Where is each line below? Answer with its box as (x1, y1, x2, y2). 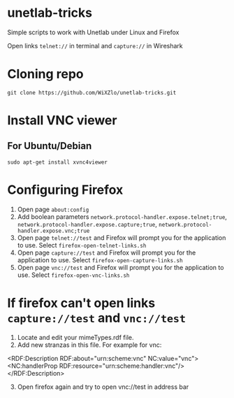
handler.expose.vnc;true (17, 227, 90, 234)
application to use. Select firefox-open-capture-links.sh (17, 255, 183, 264)
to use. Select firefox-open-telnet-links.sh (17, 241, 147, 249)
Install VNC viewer (7, 113, 117, 129)
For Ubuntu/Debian (7, 140, 92, 152)
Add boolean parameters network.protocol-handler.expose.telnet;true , (17, 212, 227, 221)
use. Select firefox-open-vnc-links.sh (17, 271, 130, 279)
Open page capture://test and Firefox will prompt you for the (17, 248, 196, 257)
